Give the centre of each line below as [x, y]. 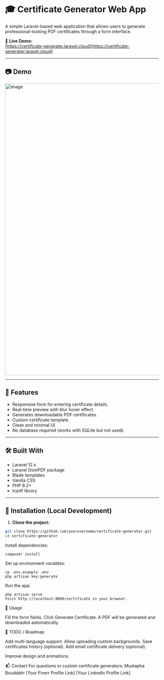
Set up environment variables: [35, 563]
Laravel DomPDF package [38, 470]
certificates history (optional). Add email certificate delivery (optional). [76, 646]
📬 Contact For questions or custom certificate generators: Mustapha [75, 666]
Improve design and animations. [37, 656]
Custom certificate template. [41, 420]
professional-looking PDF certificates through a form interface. [68, 31]
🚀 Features [22, 393]
